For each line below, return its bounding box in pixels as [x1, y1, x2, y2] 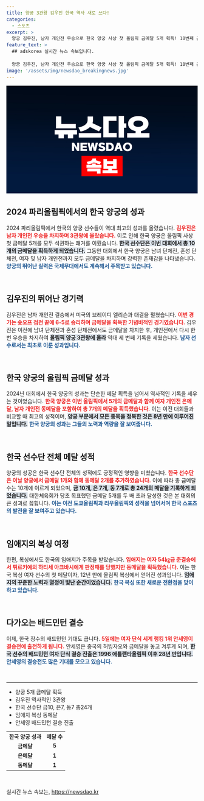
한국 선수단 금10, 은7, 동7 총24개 [15, 704, 92, 711]
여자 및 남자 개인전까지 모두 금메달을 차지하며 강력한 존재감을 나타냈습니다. [19, 255, 196, 262]
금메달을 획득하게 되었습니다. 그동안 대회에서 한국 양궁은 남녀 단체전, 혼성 [17, 247, 191, 254]
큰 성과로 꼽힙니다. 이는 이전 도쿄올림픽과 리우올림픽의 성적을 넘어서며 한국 [6, 499, 182, 507]
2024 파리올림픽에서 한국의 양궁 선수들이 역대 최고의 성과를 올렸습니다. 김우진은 [6, 224, 196, 231]
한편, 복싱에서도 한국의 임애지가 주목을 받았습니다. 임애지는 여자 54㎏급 [6, 556, 175, 563]
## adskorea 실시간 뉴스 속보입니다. [12, 49, 95, 55]
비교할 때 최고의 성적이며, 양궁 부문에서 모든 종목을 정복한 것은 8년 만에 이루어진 [6, 413, 194, 420]
